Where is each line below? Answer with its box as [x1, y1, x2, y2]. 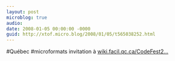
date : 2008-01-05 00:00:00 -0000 [6, 25, 91, 32]
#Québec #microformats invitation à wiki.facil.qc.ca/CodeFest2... [6, 48, 168, 55]
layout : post [6, 8, 39, 15]
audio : [6, 20, 23, 26]
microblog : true [6, 14, 47, 21]
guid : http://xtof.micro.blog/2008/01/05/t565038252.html [6, 31, 156, 37]
